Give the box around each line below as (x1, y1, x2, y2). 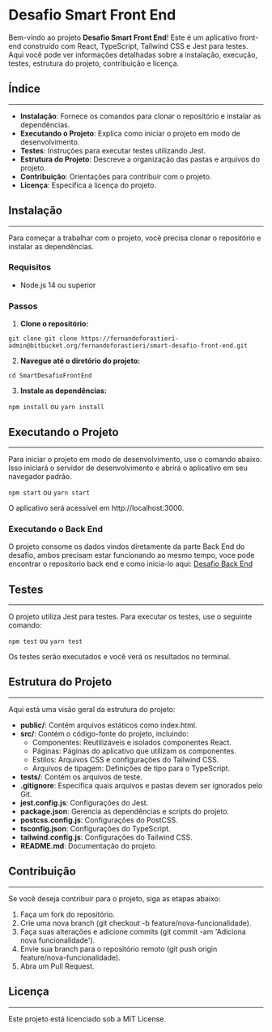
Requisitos (8, 261, 51, 273)
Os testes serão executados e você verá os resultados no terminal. (8, 652, 232, 662)
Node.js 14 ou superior (19, 280, 96, 290)
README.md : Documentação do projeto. (19, 840, 158, 850)
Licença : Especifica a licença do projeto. (19, 180, 156, 190)
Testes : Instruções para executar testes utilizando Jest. (19, 145, 206, 155)
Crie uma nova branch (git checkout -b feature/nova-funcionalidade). (19, 918, 252, 927)
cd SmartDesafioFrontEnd (8, 372, 92, 380)
